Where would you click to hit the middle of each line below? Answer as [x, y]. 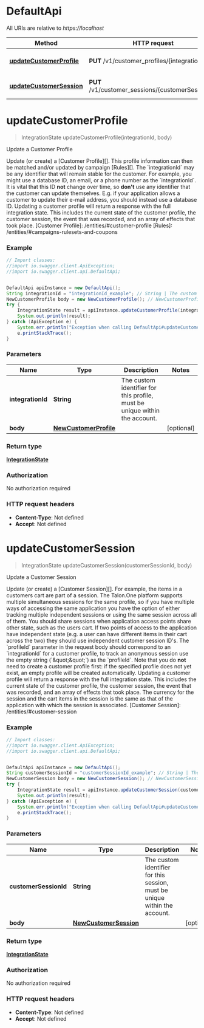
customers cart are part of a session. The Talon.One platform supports [95, 595]
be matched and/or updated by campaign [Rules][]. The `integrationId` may [100, 167]
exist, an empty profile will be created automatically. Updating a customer [98, 673]
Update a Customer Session [42, 577]
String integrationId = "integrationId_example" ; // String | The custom [102, 293]
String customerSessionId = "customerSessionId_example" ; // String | [97, 773]
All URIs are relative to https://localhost [55, 28]
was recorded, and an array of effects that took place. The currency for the [100, 692]
